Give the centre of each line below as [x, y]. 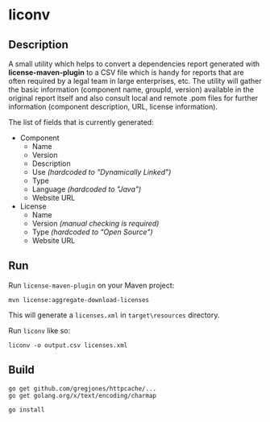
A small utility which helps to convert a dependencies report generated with [134, 64]
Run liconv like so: [39, 330]
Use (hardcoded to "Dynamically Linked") [102, 172]
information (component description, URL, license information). [113, 107]
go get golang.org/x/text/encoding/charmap [83, 395]
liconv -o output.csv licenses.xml [68, 345]
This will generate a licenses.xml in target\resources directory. [114, 315]
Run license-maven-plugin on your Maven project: [91, 285]
